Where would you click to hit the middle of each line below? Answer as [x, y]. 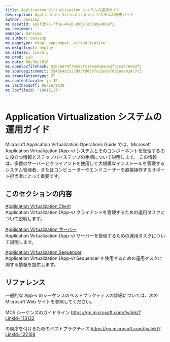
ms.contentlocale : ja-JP [31, 81]
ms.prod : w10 [19, 57]
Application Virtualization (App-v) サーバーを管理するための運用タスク [79, 236]
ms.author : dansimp [26, 39]
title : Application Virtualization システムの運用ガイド [63, 10]
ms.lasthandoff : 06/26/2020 [35, 85]
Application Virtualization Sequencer [44, 252]
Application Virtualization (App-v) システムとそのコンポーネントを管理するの [85, 151]
